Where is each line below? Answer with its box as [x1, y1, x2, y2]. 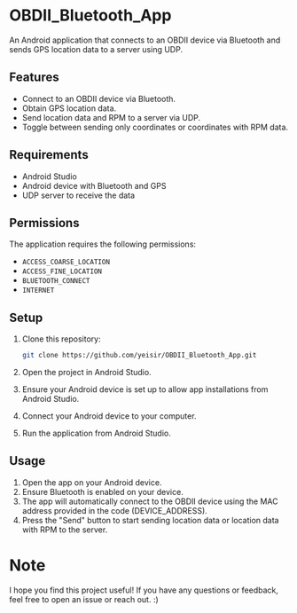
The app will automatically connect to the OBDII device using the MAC [21, 496, 278, 507]
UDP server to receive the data [21, 190, 136, 200]
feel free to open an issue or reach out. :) [9, 593, 160, 604]
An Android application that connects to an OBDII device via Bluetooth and [9, 35, 281, 45]
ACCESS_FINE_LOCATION [21, 267, 102, 276]
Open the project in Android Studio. [21, 367, 152, 378]
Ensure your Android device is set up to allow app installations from [21, 384, 269, 395]
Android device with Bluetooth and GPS [21, 180, 167, 191]
